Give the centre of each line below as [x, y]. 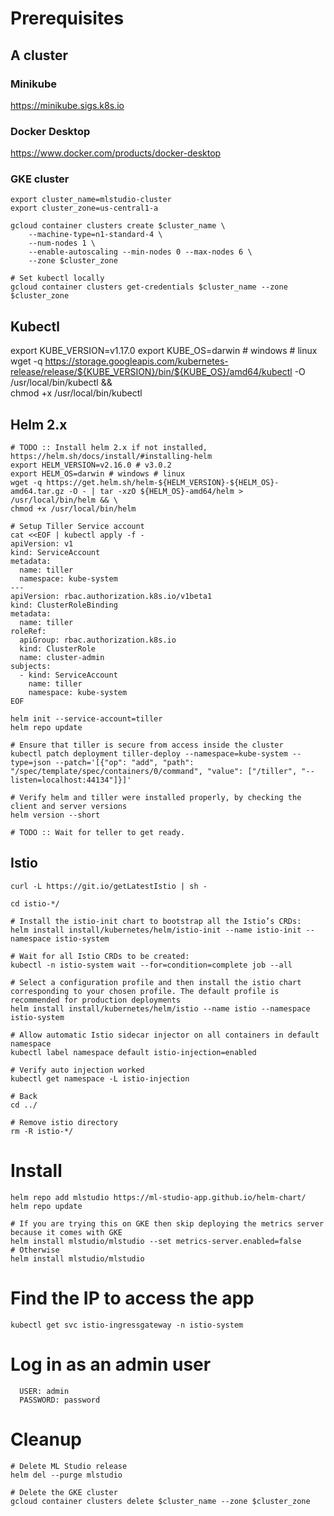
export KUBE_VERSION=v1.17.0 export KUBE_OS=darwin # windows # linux [164, 351]
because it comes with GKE [66, 1232]
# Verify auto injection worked [77, 1070]
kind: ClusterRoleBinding [64, 605]
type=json [31, 763]
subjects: [31, 667]
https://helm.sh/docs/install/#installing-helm [111, 457]
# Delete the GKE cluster [64, 1492]
